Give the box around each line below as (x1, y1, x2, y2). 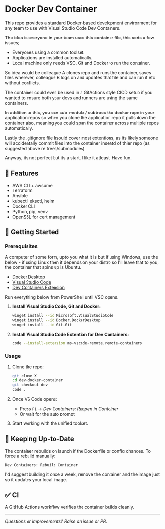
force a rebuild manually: (5, 453, 55, 459)
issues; (5, 39, 20, 45)
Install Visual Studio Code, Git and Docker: (12, 303, 101, 309)
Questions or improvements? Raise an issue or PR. (5, 518, 107, 524)
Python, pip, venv (12, 208, 48, 214)
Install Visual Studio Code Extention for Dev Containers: (12, 332, 129, 338)
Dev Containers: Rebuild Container (5, 462, 78, 467)
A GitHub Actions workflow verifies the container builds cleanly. (5, 504, 134, 510)
